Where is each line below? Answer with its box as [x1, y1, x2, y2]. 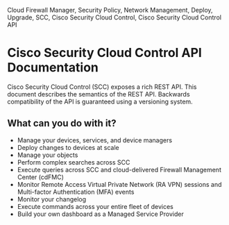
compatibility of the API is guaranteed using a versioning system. [7, 97, 193, 106]
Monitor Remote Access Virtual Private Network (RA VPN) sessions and [17, 180, 222, 188]
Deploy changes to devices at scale [17, 143, 119, 151]
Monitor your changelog [17, 194, 87, 203]
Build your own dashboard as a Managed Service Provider [17, 210, 184, 218]
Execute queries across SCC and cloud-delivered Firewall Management [17, 165, 222, 174]
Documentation [7, 60, 99, 76]
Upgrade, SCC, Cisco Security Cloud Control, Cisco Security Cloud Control [7, 13, 222, 22]
